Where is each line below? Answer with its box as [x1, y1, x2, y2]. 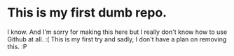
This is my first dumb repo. [7, 5, 167, 21]
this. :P [7, 42, 27, 50]
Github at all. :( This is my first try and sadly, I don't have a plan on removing [7, 35, 227, 43]
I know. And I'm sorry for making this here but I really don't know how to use [7, 28, 228, 36]
